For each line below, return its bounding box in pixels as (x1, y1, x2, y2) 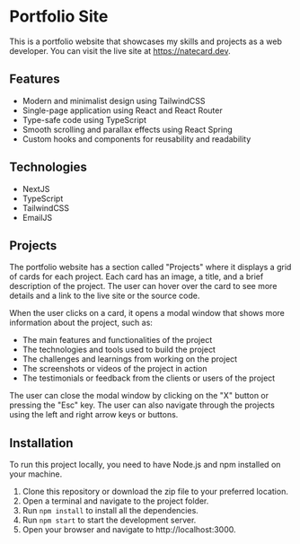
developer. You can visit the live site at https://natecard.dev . (9, 45, 231, 56)
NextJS (22, 183, 50, 194)
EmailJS (22, 212, 53, 223)
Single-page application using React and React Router (22, 105, 223, 116)
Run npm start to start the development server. (22, 514, 197, 526)
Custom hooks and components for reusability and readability (22, 133, 251, 145)
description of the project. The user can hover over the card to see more (9, 281, 278, 292)
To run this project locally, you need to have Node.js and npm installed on (9, 460, 281, 470)
